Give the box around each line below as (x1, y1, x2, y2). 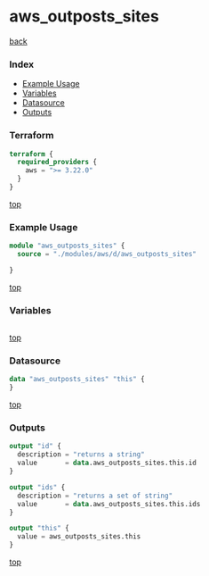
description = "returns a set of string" (17, 491, 173, 500)
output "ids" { (9, 482, 66, 492)
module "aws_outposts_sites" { (9, 241, 125, 251)
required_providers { (17, 158, 98, 167)
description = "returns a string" (17, 450, 145, 459)
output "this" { (9, 524, 69, 533)
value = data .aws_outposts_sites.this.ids (17, 499, 201, 508)
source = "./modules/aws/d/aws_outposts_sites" (17, 250, 197, 259)
